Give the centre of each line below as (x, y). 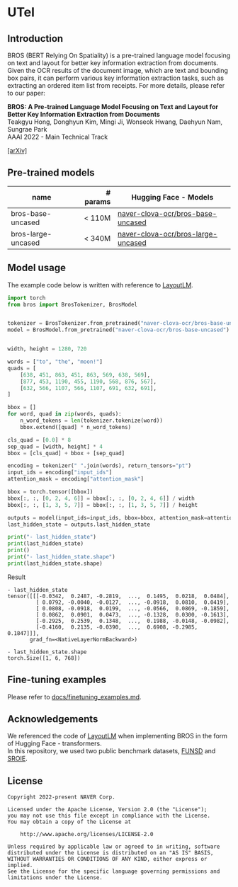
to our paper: (27, 93)
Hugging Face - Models (172, 197)
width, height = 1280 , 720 (47, 349)
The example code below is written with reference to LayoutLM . (100, 285)
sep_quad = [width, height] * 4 (55, 447)
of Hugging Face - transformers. (55, 743)
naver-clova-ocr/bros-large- (168, 234)
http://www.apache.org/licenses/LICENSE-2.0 (87, 835)
